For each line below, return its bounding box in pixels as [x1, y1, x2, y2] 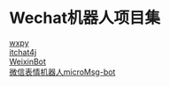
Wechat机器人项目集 [9, 8, 161, 28]
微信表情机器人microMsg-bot [9, 67, 116, 77]
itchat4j [9, 47, 37, 57]
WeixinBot [9, 56, 47, 67]
